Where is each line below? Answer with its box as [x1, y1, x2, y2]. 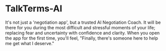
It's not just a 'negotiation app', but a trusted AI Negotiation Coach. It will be [5, 19, 161, 25]
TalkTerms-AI [5, 3, 62, 14]
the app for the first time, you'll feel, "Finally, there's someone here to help [5, 35, 158, 41]
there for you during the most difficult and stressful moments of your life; [5, 24, 155, 30]
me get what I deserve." [5, 40, 54, 46]
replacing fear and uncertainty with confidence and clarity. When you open [5, 30, 160, 36]
